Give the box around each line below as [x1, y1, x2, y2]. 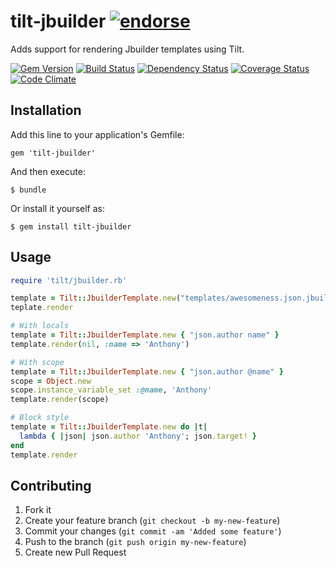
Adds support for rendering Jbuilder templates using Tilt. [10, 43, 245, 55]
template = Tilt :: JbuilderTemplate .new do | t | [10, 422, 208, 432]
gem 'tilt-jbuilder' [10, 148, 97, 158]
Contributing [10, 477, 92, 494]
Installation [10, 102, 82, 119]
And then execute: [10, 165, 86, 177]
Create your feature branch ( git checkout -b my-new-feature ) [24, 515, 281, 527]
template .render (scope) [10, 395, 110, 405]
